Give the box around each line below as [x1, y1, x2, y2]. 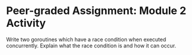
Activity [6, 16, 46, 30]
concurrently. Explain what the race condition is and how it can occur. [6, 42, 177, 49]
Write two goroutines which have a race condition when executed [6, 36, 167, 43]
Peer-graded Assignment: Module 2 [6, 4, 187, 18]
